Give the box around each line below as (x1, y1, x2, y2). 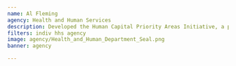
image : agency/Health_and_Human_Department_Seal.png (7, 36, 165, 43)
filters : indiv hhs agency (7, 29, 86, 37)
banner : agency (7, 42, 52, 49)
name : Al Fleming (7, 10, 58, 17)
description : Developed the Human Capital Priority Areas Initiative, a (7, 23, 225, 30)
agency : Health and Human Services (7, 17, 112, 24)
